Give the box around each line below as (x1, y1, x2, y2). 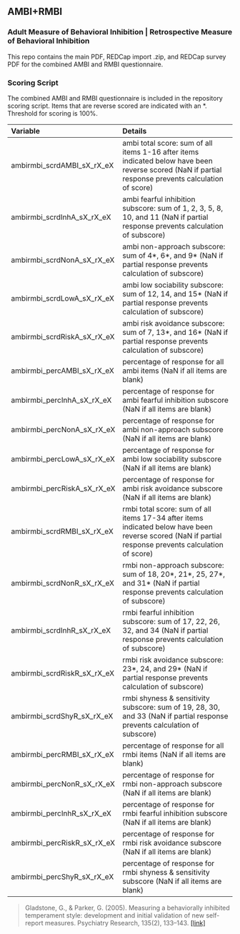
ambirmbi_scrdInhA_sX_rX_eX (11, 212, 111, 222)
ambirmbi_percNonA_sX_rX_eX (11, 424, 116, 434)
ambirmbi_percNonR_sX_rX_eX (11, 778, 116, 788)
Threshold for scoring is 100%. (7, 109, 99, 117)
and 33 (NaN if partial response (122, 710, 229, 720)
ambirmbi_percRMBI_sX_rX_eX (11, 749, 114, 759)
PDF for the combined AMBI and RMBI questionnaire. (7, 60, 164, 69)
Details (122, 126, 147, 136)
